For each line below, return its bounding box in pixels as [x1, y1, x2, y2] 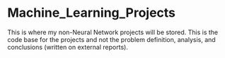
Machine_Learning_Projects [7, 5, 175, 21]
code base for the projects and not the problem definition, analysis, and [7, 35, 216, 43]
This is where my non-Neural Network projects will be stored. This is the [7, 28, 218, 36]
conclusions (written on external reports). [7, 43, 129, 51]
